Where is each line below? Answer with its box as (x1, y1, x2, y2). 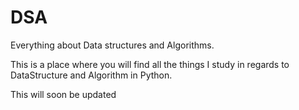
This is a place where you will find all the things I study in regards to (10, 58, 290, 70)
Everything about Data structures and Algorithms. (10, 39, 215, 51)
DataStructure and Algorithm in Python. (10, 69, 173, 81)
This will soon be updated (10, 88, 117, 100)
